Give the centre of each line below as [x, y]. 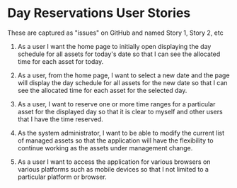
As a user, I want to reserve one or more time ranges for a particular [116, 104]
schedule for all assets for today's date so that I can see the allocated [119, 54]
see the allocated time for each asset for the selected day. [102, 90]
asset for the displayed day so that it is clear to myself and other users [120, 111]
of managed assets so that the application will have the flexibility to [115, 140]
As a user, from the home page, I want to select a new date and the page [123, 75]
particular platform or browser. [62, 177]
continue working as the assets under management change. [105, 148]
